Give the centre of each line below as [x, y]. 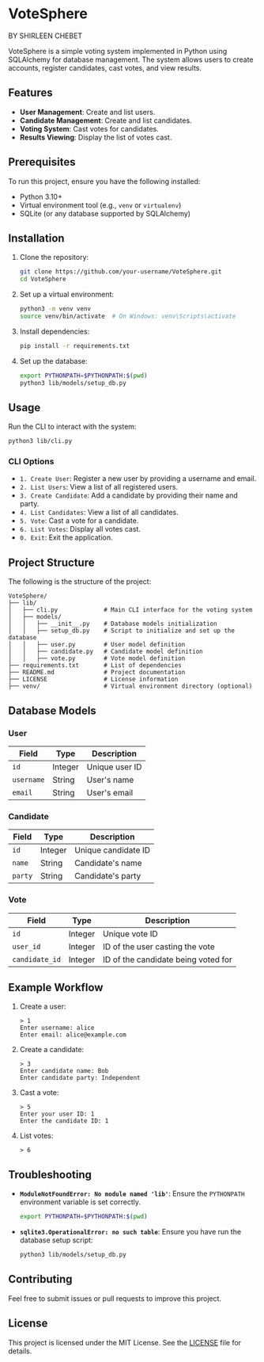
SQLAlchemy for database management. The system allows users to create [131, 59]
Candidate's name [108, 863]
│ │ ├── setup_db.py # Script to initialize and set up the [122, 631]
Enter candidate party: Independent [80, 1078]
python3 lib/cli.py [40, 441]
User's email [110, 792]
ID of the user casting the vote [158, 946]
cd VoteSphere [43, 279]
